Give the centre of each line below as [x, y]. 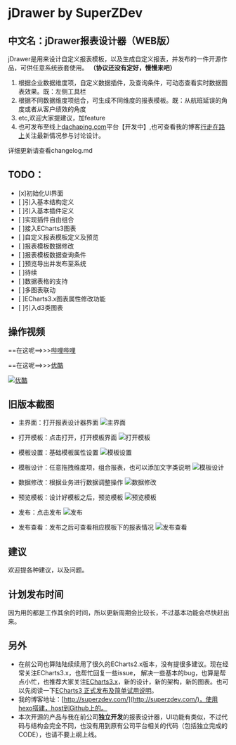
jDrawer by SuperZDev [76, 13]
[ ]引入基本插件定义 [46, 211]
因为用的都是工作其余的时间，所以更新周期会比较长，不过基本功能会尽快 [112, 613]
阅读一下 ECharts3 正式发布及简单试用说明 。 [94, 690]
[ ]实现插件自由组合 [46, 219]
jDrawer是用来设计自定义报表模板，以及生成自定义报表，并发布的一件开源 [115, 59]
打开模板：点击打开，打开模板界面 [67, 437]
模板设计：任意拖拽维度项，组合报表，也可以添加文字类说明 [104, 468]
